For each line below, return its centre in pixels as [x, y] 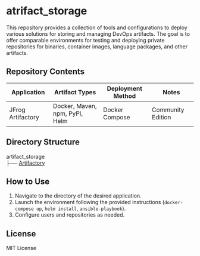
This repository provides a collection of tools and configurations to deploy [97, 27]
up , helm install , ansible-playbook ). [81, 209]
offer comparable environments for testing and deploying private [85, 40]
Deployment [125, 88]
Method [124, 95]
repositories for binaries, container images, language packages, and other [97, 47]
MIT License [21, 248]
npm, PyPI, [68, 113]
